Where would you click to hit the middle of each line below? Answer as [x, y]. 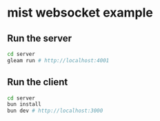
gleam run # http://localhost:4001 [58, 60]
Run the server [40, 38]
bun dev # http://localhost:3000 [55, 111]
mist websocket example [80, 13]
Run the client [38, 82]
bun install [24, 104]
